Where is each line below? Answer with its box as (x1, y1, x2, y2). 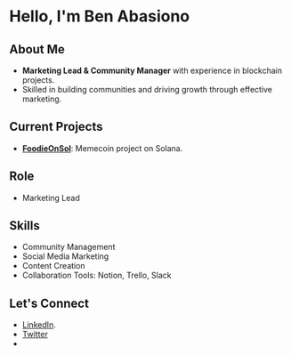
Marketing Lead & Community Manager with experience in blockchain (21, 65, 283, 76)
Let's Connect (9, 295, 89, 311)
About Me (9, 42, 65, 57)
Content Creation (21, 261, 86, 271)
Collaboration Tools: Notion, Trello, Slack (21, 270, 172, 281)
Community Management (21, 242, 116, 253)
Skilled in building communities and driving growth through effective (21, 85, 273, 94)
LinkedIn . (21, 319, 56, 330)
